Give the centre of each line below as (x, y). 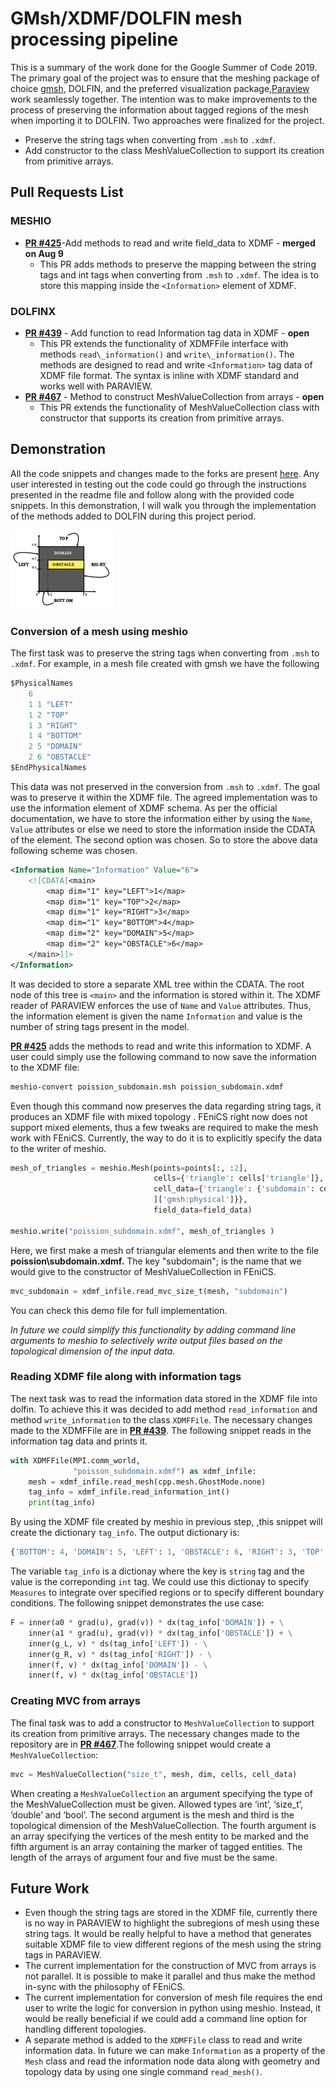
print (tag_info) (62, 1503)
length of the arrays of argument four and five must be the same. (144, 1857)
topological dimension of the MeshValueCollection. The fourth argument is (163, 1825)
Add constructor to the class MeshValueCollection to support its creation (174, 150)
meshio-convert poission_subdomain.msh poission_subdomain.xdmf (147, 1087)
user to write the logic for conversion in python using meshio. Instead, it (172, 2008)
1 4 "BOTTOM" (55, 736)
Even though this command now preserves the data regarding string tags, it (166, 1106)
